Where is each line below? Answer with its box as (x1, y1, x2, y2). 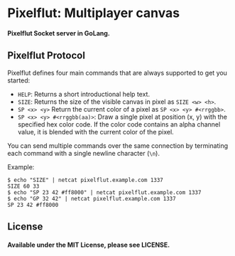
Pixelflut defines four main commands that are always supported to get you (7, 68, 227, 77)
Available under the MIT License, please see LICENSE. (7, 240, 170, 249)
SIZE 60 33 (7, 183, 40, 190)
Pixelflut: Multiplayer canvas (7, 5, 180, 21)
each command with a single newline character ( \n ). (7, 149, 160, 157)
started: (7, 76, 31, 85)
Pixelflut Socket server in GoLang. (7, 28, 110, 37)
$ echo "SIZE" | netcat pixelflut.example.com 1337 (7, 176, 163, 183)
